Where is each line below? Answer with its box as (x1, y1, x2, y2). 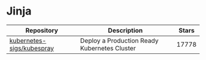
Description (108, 26, 143, 35)
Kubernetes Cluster (80, 44, 136, 52)
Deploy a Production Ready (80, 36, 159, 45)
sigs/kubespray (9, 44, 54, 52)
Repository (25, 26, 58, 35)
